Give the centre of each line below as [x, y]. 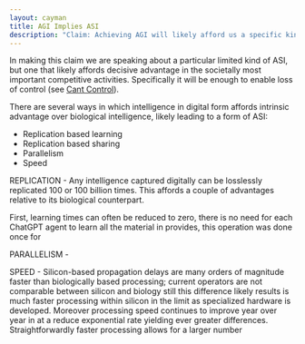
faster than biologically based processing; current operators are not [136, 281]
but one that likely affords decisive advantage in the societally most [135, 70]
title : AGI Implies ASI [54, 26]
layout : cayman [38, 18]
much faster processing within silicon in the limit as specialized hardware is [150, 301]
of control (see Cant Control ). [64, 89]
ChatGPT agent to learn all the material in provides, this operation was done [151, 227]
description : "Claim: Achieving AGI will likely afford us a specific [146, 34]
